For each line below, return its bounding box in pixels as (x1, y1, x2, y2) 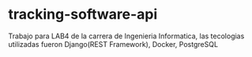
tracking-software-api (8, 5, 158, 23)
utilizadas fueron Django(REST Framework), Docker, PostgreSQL (8, 39, 219, 48)
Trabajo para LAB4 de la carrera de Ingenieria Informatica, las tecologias (8, 31, 245, 41)
